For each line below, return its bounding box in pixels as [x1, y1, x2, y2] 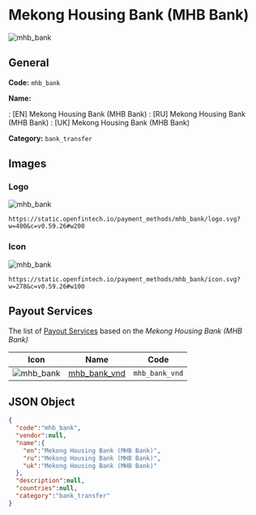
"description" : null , [15, 477, 85, 485]
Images [8, 157, 47, 171]
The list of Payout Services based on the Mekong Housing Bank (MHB [8, 326, 243, 336]
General [8, 56, 50, 70]
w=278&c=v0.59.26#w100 [8, 282, 85, 290]
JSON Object [8, 395, 75, 409]
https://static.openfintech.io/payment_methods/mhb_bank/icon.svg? [8, 275, 241, 283]
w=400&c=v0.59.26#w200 [8, 222, 85, 230]
